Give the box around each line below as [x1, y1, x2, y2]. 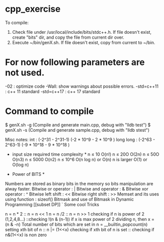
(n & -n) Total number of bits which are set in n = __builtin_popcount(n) [5, 221, 148, 227]
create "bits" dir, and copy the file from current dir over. [12, 34, 124, 40]
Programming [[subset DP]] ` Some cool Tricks [5, 201, 99, 207]
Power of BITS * [12, 171, 45, 177]
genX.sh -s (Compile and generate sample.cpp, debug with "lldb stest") [5, 127, 150, 133]
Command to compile [5, 106, 94, 117]
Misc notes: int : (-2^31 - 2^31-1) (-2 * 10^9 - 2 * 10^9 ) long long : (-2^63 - [5, 136, 155, 143]
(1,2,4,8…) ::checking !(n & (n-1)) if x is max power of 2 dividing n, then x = [5, 216, 155, 222]
